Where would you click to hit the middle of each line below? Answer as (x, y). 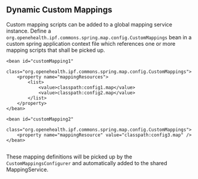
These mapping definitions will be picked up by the (69, 157)
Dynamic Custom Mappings (59, 10)
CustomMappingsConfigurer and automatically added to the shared (87, 163)
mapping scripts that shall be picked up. (56, 50)
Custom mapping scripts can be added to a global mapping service (89, 24)
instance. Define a (29, 31)
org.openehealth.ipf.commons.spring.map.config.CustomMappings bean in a (99, 37)
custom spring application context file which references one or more (91, 43)
